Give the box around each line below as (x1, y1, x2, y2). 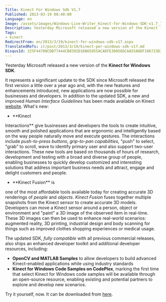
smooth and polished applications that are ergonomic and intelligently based (5, 128, 161, 133)
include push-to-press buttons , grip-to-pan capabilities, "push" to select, (5, 138, 155, 144)
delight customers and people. (5, 170, 68, 175)
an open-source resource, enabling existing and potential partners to (12, 276, 153, 282)
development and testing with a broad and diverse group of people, (5, 154, 142, 160)
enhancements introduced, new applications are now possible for (5, 87, 138, 93)
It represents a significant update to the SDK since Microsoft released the (5, 77, 155, 83)
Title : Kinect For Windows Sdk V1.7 (5, 7, 81, 12)
